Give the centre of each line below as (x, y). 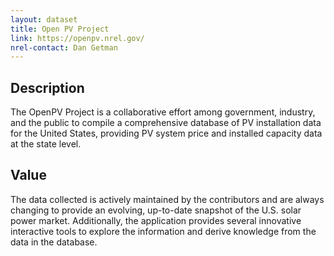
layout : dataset (44, 19)
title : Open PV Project (60, 29)
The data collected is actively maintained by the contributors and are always (167, 199)
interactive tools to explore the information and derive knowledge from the (163, 231)
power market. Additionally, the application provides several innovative (156, 220)
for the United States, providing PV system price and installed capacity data (166, 133)
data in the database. (54, 242)
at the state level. (46, 144)
